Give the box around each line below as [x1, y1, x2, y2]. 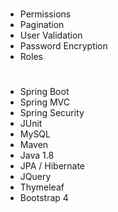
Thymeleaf [19, 181, 65, 193]
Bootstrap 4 [19, 192, 69, 204]
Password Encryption [19, 40, 108, 52]
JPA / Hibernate [19, 160, 86, 172]
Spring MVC [19, 96, 71, 108]
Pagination [19, 19, 65, 31]
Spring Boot [19, 86, 70, 98]
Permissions [19, 8, 72, 20]
